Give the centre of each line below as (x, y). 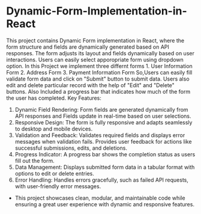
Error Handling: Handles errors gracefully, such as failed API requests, (102, 180)
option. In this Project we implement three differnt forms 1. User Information (100, 66)
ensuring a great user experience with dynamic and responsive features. (105, 204)
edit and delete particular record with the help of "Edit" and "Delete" (91, 85)
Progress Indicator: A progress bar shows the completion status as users (105, 154)
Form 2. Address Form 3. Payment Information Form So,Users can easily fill (99, 72)
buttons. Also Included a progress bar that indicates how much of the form (98, 91)
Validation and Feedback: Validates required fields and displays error (100, 135)
